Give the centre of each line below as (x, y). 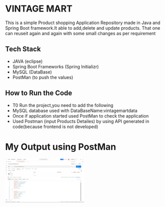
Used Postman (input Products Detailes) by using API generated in (81, 121)
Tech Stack (23, 49)
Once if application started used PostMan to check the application (80, 116)
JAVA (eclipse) (27, 61)
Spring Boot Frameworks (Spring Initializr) (55, 66)
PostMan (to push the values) (43, 77)
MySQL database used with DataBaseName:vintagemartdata (75, 111)
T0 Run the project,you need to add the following (63, 105)
